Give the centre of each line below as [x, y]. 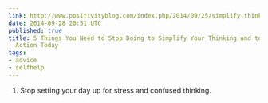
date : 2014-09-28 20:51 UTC [55, 23]
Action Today [37, 46]
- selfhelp [26, 68]
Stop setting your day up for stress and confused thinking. [115, 90]
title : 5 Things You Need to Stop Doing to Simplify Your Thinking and [130, 38]
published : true [35, 30]
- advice [23, 61]
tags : [17, 53]
